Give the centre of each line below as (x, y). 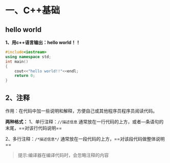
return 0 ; (25, 76)
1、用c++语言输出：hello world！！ (43, 42)
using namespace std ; (28, 57)
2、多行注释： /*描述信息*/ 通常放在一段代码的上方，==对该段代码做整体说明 (85, 139)
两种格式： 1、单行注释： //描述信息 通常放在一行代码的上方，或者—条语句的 (84, 121)
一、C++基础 (33, 10)
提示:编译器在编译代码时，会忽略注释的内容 (63, 155)
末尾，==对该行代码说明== (34, 128)
